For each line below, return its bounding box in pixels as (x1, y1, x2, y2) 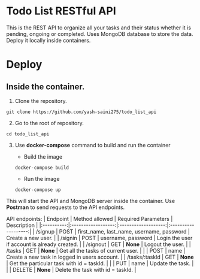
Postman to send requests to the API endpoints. (6, 204, 125, 211)
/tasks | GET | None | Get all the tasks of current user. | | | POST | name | (6, 247, 186, 254)
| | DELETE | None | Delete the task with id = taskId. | (6, 266, 137, 273)
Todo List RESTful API (6, 4, 117, 18)
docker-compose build (14, 165, 69, 171)
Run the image (23, 175, 60, 182)
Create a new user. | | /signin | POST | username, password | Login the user (6, 234, 193, 241)
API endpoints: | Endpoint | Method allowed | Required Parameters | (6, 215, 173, 222)
